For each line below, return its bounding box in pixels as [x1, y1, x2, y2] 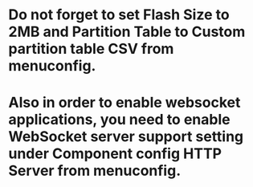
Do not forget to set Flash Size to [8, 6, 231, 24]
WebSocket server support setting [8, 128, 244, 146]
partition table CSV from [8, 40, 174, 58]
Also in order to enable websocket [8, 94, 241, 112]
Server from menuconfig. [8, 162, 182, 180]
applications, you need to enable [8, 111, 231, 129]
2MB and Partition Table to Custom [8, 22, 246, 41]
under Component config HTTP [8, 144, 222, 163]
